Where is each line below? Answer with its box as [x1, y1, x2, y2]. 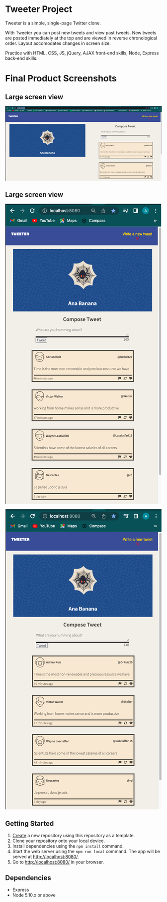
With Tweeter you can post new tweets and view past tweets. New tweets [5, 29, 157, 35]
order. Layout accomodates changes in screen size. [5, 40, 111, 46]
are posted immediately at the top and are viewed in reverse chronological [5, 35, 158, 41]
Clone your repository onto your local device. [12, 838, 105, 844]
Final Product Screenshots [5, 73, 117, 84]
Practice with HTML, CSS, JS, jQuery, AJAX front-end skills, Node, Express [5, 50, 159, 56]
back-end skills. [5, 55, 38, 61]
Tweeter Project [5, 3, 73, 15]
